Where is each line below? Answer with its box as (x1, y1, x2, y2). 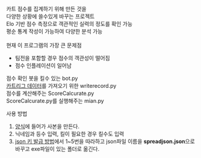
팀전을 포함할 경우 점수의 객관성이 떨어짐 (14, 55, 110, 61)
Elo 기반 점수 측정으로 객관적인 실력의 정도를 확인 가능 (6, 20, 133, 27)
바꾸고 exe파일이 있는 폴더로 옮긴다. (14, 145, 100, 152)
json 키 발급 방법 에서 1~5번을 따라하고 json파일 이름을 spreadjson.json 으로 (14, 138, 196, 145)
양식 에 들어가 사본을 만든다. (14, 123, 80, 130)
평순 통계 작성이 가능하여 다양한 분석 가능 (6, 28, 103, 35)
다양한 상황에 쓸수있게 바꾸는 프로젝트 (6, 13, 95, 20)
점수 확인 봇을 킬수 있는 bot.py (6, 74, 78, 82)
